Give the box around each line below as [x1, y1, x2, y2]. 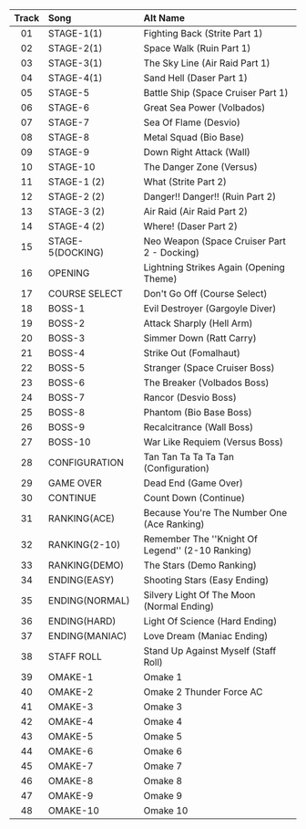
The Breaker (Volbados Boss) [143, 376, 270, 389]
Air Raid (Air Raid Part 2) [143, 205, 249, 217]
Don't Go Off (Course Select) [143, 288, 268, 299]
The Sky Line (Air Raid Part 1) [143, 57, 270, 69]
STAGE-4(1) [48, 72, 103, 84]
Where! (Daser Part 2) [143, 220, 239, 232]
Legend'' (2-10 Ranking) [143, 544, 252, 556]
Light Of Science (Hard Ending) [143, 615, 278, 627]
